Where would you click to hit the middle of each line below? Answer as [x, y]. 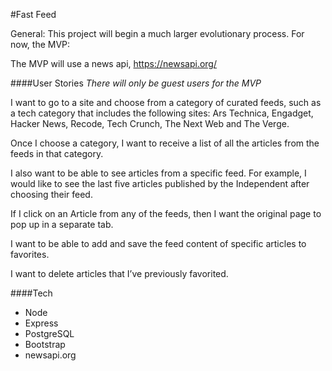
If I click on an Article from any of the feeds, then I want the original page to [166, 213]
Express [41, 323]
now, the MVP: [40, 44]
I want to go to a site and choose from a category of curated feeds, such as [166, 102]
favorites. [30, 254]
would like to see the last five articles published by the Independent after [160, 183]
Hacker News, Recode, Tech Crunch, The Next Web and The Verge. [150, 123]
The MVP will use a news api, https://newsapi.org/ [113, 63]
